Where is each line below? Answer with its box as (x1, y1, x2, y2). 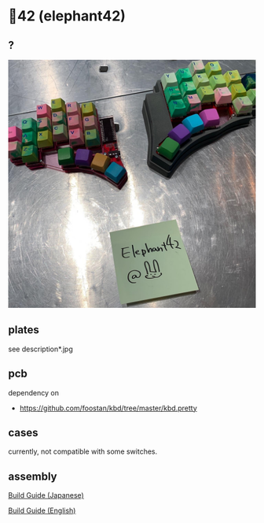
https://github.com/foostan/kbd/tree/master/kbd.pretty (19, 403, 198, 413)
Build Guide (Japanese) (8, 491, 84, 500)
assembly (8, 469, 57, 483)
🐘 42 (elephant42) (8, 7, 126, 25)
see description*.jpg (8, 344, 73, 354)
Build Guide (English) (8, 506, 76, 515)
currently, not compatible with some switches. (8, 447, 158, 456)
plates (8, 323, 39, 337)
